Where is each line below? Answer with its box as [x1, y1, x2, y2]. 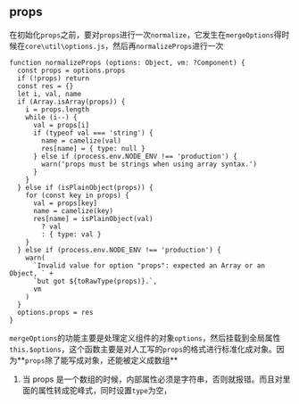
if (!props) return [17, 73, 90, 83]
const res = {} [17, 81, 74, 90]
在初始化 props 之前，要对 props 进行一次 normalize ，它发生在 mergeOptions [9, 29, 274, 40]
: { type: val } [41, 229, 102, 239]
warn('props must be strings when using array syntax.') [41, 160, 257, 169]
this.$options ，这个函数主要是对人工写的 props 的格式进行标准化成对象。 [9, 343, 277, 354]
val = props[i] [32, 120, 90, 129]
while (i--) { [25, 112, 78, 121]
